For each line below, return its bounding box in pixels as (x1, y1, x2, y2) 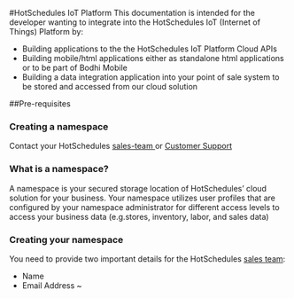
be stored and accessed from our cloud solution (21, 82, 197, 91)
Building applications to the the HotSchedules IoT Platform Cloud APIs (21, 43, 277, 54)
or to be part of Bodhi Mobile (21, 62, 128, 73)
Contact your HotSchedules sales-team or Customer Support (9, 141, 233, 152)
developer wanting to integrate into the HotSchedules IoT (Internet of (9, 17, 261, 27)
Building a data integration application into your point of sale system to (21, 72, 280, 82)
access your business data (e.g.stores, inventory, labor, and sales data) (9, 211, 269, 222)
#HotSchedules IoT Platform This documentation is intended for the (9, 8, 255, 18)
